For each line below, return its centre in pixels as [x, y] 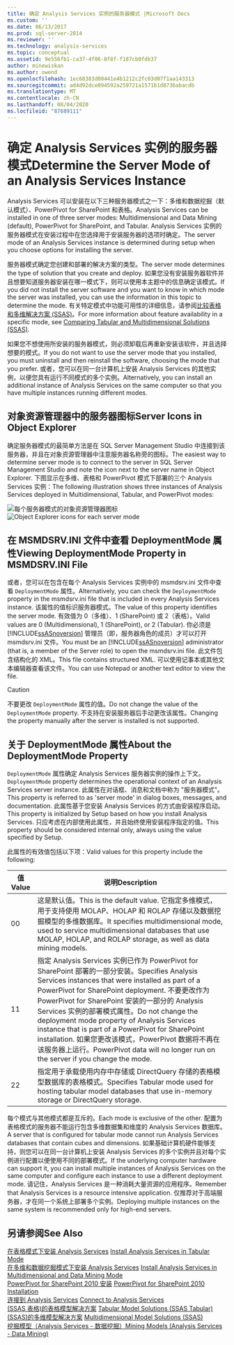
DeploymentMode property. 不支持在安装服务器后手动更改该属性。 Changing [112, 713]
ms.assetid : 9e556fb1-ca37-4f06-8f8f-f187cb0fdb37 [82, 59]
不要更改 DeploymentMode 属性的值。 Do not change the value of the [103, 704]
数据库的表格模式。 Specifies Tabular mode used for [129, 1082]
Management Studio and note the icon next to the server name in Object [111, 470]
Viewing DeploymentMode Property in [101, 553]
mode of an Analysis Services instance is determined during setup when [111, 242]
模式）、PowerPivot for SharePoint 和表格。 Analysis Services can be [111, 210]
